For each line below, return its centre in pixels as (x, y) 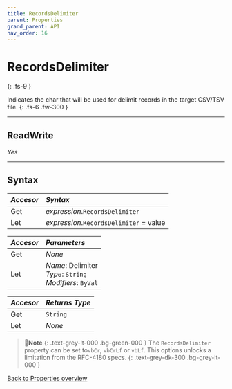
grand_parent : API (33, 26)
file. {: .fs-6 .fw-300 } (38, 107)
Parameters (66, 242)
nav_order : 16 (28, 33)
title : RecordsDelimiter (43, 13)
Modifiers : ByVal (72, 282)
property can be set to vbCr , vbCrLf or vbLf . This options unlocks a (118, 350)
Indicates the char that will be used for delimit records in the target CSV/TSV (116, 100)
